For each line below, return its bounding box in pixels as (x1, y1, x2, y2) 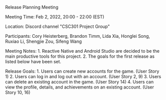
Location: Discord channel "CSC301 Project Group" (5, 23, 110, 29)
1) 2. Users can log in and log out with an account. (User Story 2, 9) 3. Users (5, 74, 162, 79)
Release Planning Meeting (5, 4, 59, 10)
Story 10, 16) (5, 90, 31, 95)
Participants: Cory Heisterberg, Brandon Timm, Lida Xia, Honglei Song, (5, 33, 150, 39)
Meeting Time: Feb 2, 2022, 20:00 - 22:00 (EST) (5, 14, 104, 19)
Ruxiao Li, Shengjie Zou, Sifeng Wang (5, 38, 82, 44)
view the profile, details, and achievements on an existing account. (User (5, 84, 154, 90)
